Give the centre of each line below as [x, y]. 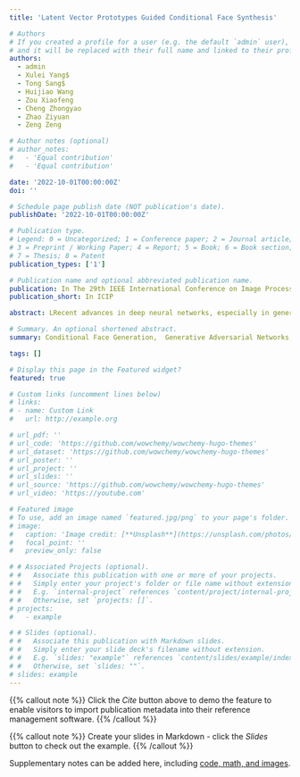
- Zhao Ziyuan [43, 117]
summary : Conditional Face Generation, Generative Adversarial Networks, [151, 338]
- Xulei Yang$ [43, 75]
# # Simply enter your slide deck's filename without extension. [137, 650]
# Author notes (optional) [59, 141]
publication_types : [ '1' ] [57, 264]
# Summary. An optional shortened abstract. [93, 330]
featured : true [37, 378]
